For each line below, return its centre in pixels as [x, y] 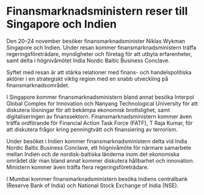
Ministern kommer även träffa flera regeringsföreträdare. [78, 167]
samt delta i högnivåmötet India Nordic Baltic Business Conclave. [88, 60]
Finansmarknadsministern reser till [97, 11]
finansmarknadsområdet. [38, 85]
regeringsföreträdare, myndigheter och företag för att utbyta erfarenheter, [99, 54]
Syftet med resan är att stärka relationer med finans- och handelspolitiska [99, 72]
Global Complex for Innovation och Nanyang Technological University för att [102, 103]
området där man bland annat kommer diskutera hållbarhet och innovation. [100, 160]
